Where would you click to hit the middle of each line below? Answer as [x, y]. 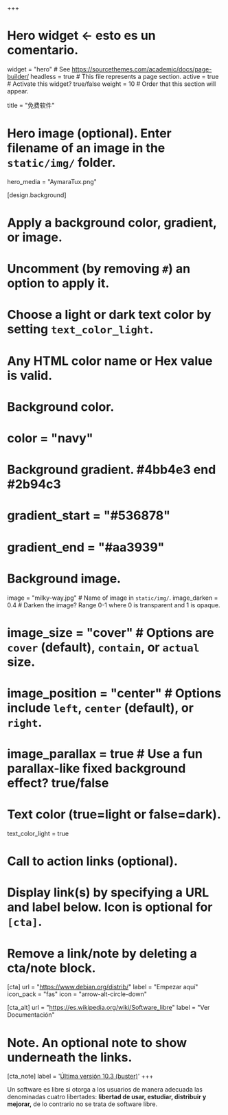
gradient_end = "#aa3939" [86, 547]
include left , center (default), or [101, 708]
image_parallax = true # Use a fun [105, 754]
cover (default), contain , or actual [103, 647]
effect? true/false [58, 783]
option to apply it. [58, 283]
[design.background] [37, 195]
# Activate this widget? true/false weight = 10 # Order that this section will [112, 84]
